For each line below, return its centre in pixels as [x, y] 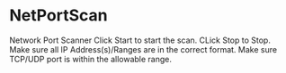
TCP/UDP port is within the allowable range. [91, 59]
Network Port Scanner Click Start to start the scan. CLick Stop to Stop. [140, 40]
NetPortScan [58, 16]
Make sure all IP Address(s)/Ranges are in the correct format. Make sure [143, 49]
